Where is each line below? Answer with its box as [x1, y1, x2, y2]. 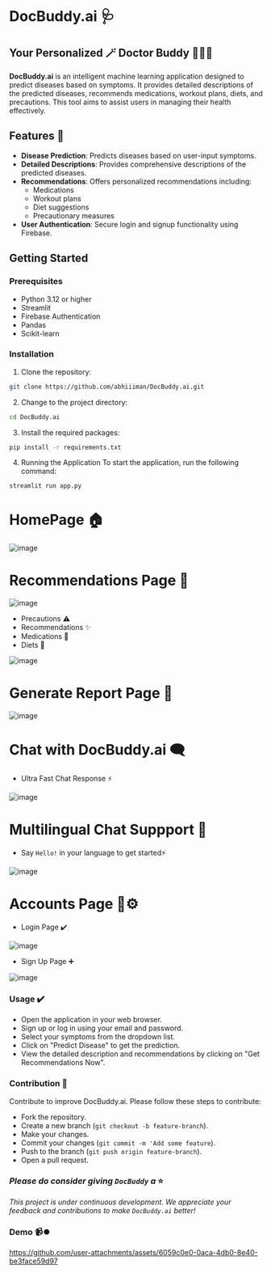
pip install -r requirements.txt [9, 443, 122, 451]
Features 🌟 [9, 129, 65, 143]
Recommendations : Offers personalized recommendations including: [20, 176, 252, 186]
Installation [9, 349, 55, 360]
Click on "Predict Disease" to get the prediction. [20, 1041, 181, 1051]
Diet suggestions [32, 202, 90, 212]
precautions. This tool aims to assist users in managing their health [9, 97, 231, 107]
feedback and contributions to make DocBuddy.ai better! [9, 1205, 196, 1215]
